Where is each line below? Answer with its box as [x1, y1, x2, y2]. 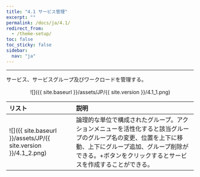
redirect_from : [6, 25, 44, 32]
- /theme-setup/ [11, 31, 52, 37]
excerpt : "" [6, 14, 36, 20]
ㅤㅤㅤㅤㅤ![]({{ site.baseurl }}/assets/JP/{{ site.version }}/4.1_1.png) [6, 88, 171, 95]
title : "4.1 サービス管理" [6, 8, 68, 15]
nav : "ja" [11, 53, 36, 59]
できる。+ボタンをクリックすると [76, 151, 170, 160]
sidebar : [6, 48, 28, 54]
